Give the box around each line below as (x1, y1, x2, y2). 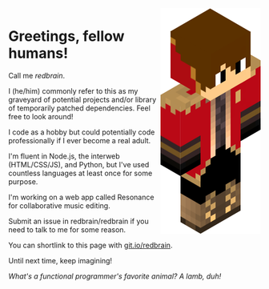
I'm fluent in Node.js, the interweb (8, 151, 120, 161)
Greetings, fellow (8, 27, 125, 46)
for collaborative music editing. (8, 200, 110, 211)
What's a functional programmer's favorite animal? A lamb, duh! (8, 271, 222, 281)
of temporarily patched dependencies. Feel (8, 103, 151, 113)
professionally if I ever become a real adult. (8, 135, 151, 145)
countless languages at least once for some (8, 168, 153, 178)
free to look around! (8, 111, 74, 121)
